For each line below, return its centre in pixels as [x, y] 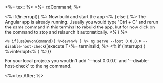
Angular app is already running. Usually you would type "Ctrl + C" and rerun [81, 22]
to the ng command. [51, 66]
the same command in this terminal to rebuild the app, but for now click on [80, 27]
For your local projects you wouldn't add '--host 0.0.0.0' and [66, 61]
